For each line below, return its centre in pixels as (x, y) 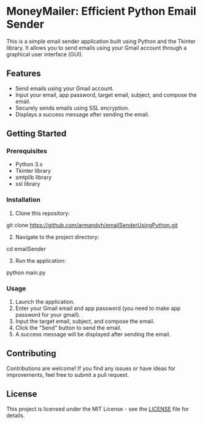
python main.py (26, 272)
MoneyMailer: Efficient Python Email (101, 11)
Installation (24, 200)
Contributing (31, 354)
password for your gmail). (48, 315)
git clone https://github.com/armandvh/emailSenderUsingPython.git (92, 225)
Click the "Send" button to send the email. (68, 328)
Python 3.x (29, 164)
